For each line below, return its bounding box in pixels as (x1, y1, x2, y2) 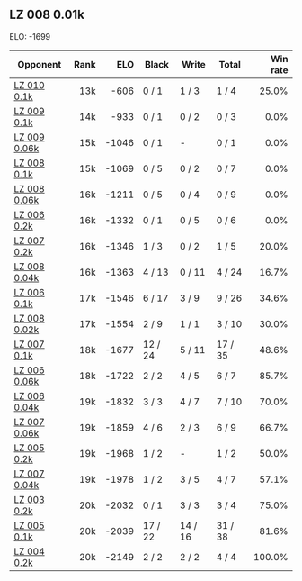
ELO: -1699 (9, 31, 51, 41)
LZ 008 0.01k (9, 7, 85, 23)
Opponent (17, 58, 62, 70)
